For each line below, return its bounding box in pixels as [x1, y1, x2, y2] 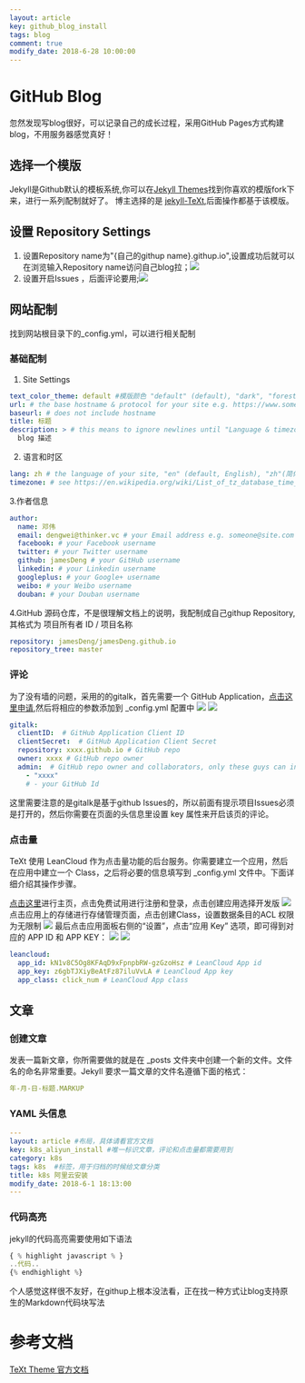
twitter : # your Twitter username [17, 547, 148, 557]
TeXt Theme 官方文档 [9, 1364, 89, 1375]
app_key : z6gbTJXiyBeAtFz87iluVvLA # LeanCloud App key [17, 967, 233, 976]
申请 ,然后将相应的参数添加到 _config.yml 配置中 [16, 701, 195, 713]
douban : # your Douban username [17, 590, 141, 599]
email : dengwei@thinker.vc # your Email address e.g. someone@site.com [17, 531, 295, 540]
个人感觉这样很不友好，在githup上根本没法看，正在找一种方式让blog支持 [9, 1286, 280, 1297]
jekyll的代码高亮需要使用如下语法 [9, 1233, 133, 1244]
